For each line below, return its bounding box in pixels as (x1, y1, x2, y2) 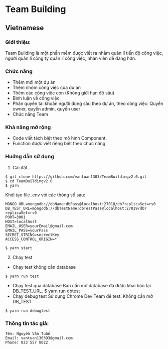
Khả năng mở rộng (5, 124, 51, 131)
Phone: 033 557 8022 (5, 340, 49, 345)
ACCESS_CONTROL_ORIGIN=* (5, 237, 57, 242)
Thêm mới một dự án (12, 79, 56, 85)
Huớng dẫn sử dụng (5, 153, 54, 160)
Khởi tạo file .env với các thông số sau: (5, 192, 85, 198)
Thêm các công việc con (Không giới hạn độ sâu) (12, 90, 115, 96)
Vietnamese (5, 24, 44, 32)
